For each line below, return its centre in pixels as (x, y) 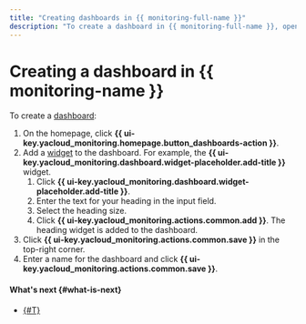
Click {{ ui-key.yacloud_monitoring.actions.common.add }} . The (161, 220)
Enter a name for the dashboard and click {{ (105, 259)
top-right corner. (54, 249)
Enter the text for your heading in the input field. (126, 201)
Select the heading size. (82, 211)
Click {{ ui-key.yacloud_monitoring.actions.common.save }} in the (151, 240)
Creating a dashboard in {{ (112, 71)
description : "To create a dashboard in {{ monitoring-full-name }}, (144, 26)
